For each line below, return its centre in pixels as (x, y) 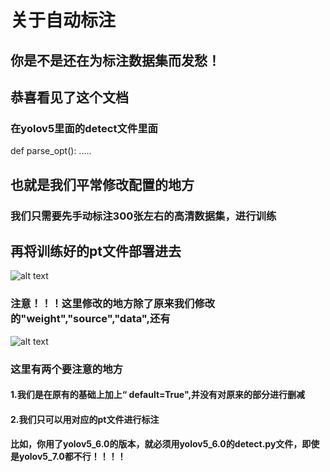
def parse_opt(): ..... (51, 151)
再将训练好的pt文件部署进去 (96, 251)
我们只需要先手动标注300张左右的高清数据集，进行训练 (143, 216)
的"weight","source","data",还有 (90, 319)
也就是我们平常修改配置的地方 (102, 184)
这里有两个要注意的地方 (66, 369)
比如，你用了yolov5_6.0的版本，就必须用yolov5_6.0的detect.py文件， (156, 444)
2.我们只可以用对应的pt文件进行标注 (85, 419)
